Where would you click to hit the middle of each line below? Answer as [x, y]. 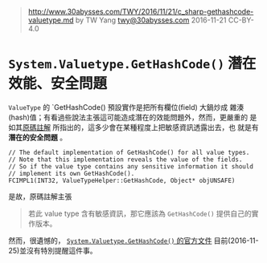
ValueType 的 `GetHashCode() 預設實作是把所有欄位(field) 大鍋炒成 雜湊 [126, 107]
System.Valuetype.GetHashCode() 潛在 [132, 64]
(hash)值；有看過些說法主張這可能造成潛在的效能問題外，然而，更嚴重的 [128, 117]
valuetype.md [51, 20]
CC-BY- [241, 20]
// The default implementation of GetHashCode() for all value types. [129, 152]
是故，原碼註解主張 [40, 196]
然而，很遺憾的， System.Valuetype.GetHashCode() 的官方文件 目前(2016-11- [133, 241]
